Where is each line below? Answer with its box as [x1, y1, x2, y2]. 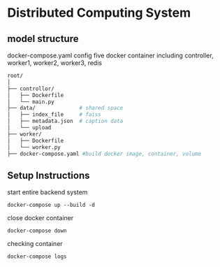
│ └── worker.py [7, 143, 61, 151]
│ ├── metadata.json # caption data [7, 117, 124, 125]
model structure [7, 33, 79, 45]
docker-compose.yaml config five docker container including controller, [7, 51, 214, 59]
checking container [7, 240, 63, 248]
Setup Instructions [7, 169, 90, 181]
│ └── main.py [7, 98, 54, 106]
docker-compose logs [7, 253, 68, 260]
